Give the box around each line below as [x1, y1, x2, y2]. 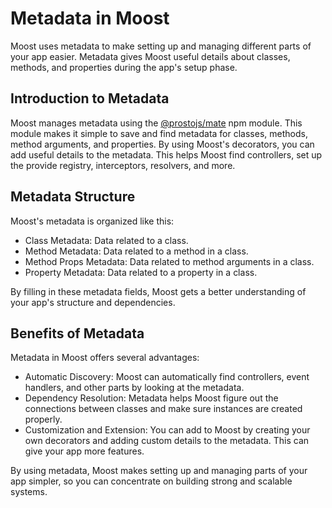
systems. [10, 486, 48, 498]
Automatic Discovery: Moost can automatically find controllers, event [24, 371, 310, 383]
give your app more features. [24, 445, 145, 457]
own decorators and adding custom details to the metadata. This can [24, 435, 310, 447]
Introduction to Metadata [10, 90, 170, 107]
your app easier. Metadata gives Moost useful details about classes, [10, 50, 291, 62]
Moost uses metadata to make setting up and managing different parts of [10, 40, 312, 52]
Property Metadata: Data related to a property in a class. [24, 266, 258, 278]
